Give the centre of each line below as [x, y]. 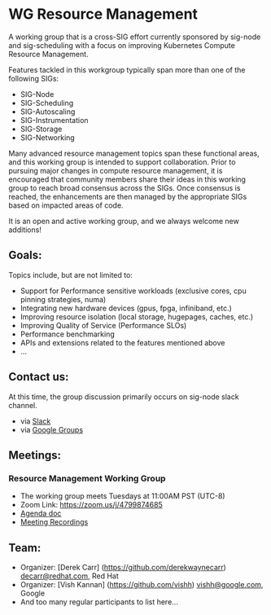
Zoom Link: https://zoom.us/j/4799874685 [91, 505]
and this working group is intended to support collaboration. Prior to [122, 162]
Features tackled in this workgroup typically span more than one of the [127, 69]
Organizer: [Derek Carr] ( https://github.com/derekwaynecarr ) [123, 568]
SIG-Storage [41, 129]
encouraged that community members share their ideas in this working [127, 179]
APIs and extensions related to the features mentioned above [122, 342]
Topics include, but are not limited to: [70, 275]
